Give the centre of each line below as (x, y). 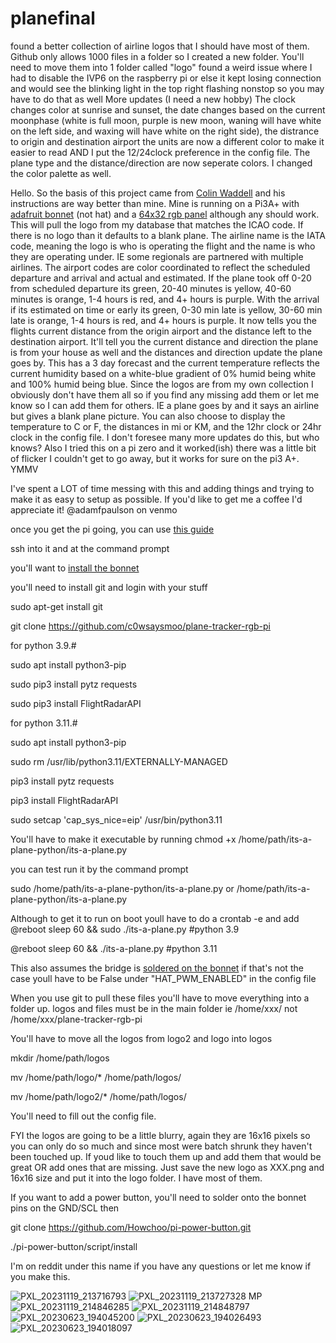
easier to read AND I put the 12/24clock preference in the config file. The (160, 152)
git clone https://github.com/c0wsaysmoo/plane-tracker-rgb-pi (140, 626)
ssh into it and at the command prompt (90, 548)
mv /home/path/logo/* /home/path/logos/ (96, 1077)
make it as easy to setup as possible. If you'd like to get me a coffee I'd (156, 499)
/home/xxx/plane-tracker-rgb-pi (76, 1019)
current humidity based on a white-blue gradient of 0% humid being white (163, 373)
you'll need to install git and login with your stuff (109, 587)
